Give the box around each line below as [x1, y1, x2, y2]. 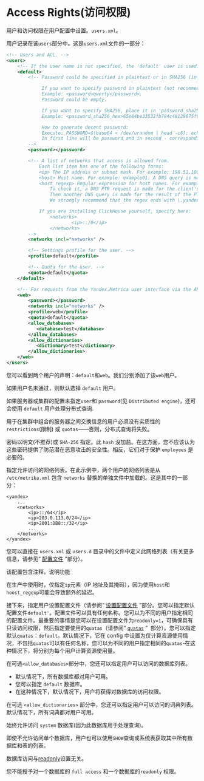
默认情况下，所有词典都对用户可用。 [6, 708, 97, 715]
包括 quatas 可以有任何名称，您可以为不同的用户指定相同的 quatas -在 [22, 639, 191, 647]
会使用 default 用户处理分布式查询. [6, 404, 94, 412]
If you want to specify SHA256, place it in [41, 107, 156, 114]
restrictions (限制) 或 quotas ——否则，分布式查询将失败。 [6, 425, 153, 432]
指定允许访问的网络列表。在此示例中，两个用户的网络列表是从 [6, 466, 161, 474]
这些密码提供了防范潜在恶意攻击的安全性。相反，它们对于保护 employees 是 [6, 446, 194, 453]
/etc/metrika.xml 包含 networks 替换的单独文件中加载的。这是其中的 [6, 474, 177, 481]
